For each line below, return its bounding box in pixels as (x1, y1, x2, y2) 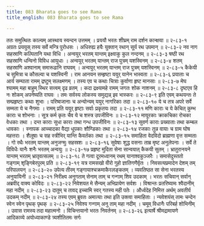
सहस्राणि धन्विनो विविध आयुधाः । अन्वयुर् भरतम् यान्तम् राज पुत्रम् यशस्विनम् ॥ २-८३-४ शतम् (6, 57, 183, 64)
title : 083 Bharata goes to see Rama (6, 8, 102, 15)
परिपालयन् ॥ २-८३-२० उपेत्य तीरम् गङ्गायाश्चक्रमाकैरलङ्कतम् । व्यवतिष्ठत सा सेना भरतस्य (6, 166, 185, 173)
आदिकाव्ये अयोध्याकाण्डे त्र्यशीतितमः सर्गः (6, 213, 81, 221)
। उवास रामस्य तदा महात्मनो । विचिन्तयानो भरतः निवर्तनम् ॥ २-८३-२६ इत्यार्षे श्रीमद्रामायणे (6, 207, 178, 214)
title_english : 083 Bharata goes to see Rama (6, 15, 123, 21)
